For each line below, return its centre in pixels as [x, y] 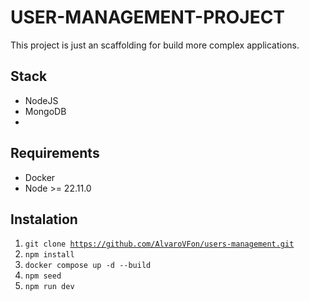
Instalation [44, 219]
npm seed [43, 276]
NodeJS [41, 100]
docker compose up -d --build [88, 266]
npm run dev [49, 287]
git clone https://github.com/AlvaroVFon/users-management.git [159, 244]
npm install [49, 255]
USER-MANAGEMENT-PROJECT [148, 17]
